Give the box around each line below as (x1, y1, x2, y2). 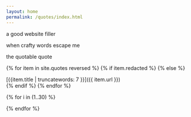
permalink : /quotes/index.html (6, 14, 83, 20)
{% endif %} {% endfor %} (6, 82, 71, 89)
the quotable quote (6, 53, 52, 60)
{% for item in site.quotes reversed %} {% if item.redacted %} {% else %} (6, 64, 186, 71)
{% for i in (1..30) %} (6, 93, 56, 101)
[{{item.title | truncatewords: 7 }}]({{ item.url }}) (6, 76, 121, 83)
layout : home (6, 8, 38, 15)
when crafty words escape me (6, 42, 80, 49)
